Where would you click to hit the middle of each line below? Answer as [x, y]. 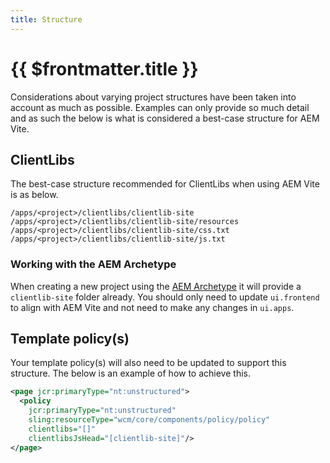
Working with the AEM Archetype [93, 264]
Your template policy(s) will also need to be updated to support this [148, 363]
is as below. [34, 195]
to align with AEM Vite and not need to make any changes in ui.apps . [152, 307]
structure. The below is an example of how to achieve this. [130, 373]
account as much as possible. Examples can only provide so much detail [160, 107]
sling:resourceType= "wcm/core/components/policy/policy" [149, 420]
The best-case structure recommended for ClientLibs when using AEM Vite [165, 184]
